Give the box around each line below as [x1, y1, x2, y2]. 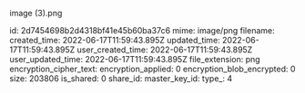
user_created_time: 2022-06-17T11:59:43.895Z [76, 44, 253, 55]
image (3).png [9, 8, 63, 18]
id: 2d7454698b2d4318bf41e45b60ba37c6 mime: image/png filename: [9, 25, 275, 35]
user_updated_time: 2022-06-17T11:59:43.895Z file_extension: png [9, 54, 261, 64]
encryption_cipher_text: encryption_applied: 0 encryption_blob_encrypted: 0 [9, 63, 296, 74]
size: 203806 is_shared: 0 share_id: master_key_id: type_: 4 [9, 73, 233, 84]
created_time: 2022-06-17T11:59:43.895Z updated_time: [9, 35, 220, 45]
